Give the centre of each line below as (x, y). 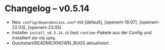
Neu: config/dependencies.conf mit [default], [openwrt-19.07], (75, 22)
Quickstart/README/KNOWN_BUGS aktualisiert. (61, 43)
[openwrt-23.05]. (45, 27)
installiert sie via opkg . (34, 38)
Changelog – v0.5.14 (47, 9)
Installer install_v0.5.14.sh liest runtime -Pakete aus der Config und (82, 32)
